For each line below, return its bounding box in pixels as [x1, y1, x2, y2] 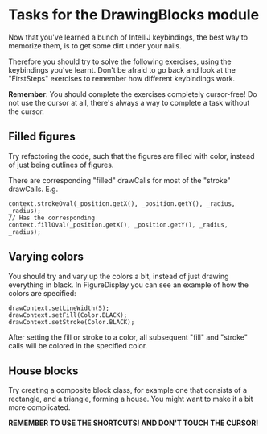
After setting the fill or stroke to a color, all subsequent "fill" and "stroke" [8, 332, 248, 342]
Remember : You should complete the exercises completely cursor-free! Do [8, 89, 257, 98]
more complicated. [8, 403, 71, 412]
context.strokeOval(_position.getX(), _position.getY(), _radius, [8, 199, 236, 207]
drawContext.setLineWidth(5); [8, 304, 110, 312]
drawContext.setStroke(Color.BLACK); [8, 318, 135, 326]
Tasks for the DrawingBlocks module [8, 6, 260, 24]
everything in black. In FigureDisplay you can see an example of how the [8, 280, 249, 290]
